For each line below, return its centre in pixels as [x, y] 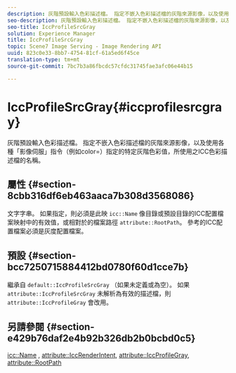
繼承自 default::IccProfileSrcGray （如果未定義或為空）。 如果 [98, 285]
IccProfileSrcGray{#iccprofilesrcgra [115, 107]
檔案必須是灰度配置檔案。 [50, 231]
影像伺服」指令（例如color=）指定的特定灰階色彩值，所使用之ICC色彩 [120, 151]
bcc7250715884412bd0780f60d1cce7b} [98, 267]
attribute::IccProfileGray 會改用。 [60, 303]
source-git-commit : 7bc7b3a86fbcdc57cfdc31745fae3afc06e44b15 [100, 66]
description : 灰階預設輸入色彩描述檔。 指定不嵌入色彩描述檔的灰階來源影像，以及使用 [118, 14]
